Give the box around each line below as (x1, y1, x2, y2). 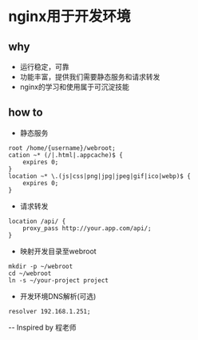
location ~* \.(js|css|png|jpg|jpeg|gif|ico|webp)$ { (8, 172, 192, 180)
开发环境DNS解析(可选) (19, 291, 97, 301)
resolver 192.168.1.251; (8, 307, 91, 315)
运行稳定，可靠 (19, 62, 69, 71)
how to (8, 106, 43, 119)
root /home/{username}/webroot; (8, 144, 116, 152)
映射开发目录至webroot (19, 246, 97, 256)
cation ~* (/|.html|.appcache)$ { (8, 151, 124, 159)
